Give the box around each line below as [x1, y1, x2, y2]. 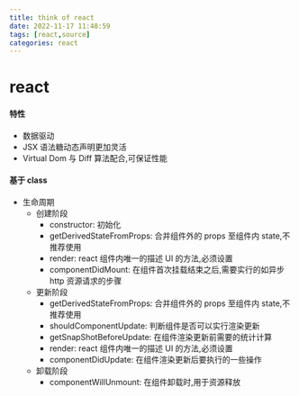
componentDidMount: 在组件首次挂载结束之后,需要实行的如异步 [49, 264, 285, 274]
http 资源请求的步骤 [49, 275, 122, 286]
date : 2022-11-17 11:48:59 [9, 22, 111, 31]
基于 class [9, 175, 48, 185]
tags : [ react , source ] [9, 30, 91, 39]
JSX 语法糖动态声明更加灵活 [22, 141, 128, 152]
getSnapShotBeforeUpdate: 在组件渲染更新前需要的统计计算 [49, 331, 273, 342]
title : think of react [9, 13, 95, 22]
